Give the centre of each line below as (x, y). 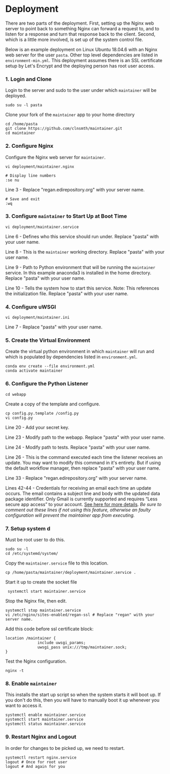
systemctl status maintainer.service (46, 724)
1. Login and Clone (29, 79)
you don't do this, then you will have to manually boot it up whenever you (82, 700)
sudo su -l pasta (24, 105)
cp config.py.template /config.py (42, 413)
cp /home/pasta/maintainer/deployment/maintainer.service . (71, 573)
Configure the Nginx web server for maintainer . (56, 157)
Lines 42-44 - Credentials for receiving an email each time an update (78, 488)
